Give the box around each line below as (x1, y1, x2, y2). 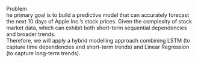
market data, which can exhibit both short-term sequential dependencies (6, 24, 187, 31)
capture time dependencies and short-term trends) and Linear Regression (6, 43, 190, 50)
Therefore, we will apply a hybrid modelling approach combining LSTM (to (6, 37, 191, 44)
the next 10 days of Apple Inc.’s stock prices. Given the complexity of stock (6, 18, 193, 25)
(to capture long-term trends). (6, 50, 81, 56)
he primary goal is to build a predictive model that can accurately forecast (6, 11, 190, 19)
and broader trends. (6, 31, 56, 38)
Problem (6, 5, 27, 12)
